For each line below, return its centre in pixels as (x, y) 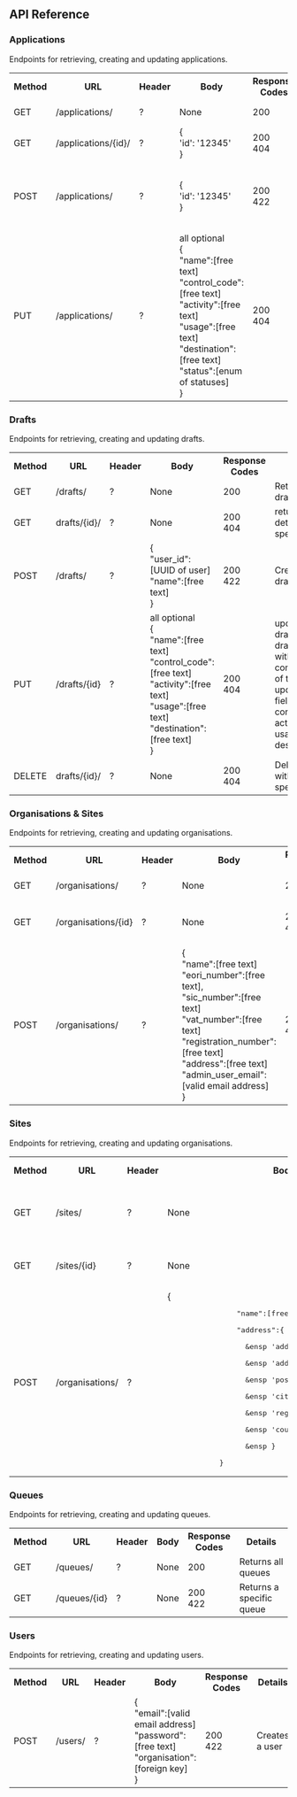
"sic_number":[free (221, 998)
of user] (194, 570)
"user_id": (171, 559)
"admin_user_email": (224, 1075)
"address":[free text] (225, 1064)
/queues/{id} (82, 1598)
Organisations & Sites (57, 814)
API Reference (49, 15)
